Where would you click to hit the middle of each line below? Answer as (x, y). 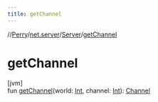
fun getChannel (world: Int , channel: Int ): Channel (79, 91)
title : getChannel (35, 14)
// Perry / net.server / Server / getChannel (62, 34)
